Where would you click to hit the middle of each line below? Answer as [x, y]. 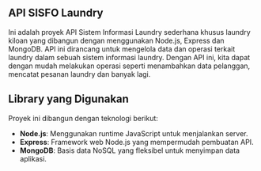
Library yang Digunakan [68, 99]
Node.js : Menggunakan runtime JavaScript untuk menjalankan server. [134, 133]
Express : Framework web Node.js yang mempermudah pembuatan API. [137, 142]
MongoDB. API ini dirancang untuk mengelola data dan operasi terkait [122, 49]
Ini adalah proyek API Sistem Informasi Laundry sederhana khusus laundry [129, 32]
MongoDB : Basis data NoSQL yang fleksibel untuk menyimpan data [129, 150]
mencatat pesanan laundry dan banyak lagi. [79, 74]
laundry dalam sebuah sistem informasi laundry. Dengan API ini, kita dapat [129, 57]
